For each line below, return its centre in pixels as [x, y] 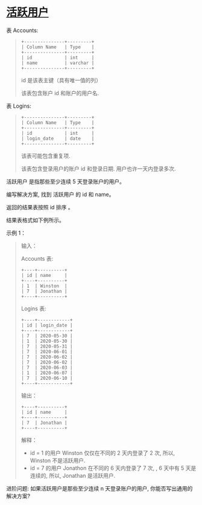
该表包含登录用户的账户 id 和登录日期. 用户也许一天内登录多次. [98, 168]
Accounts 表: [37, 258]
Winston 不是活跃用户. [58, 460]
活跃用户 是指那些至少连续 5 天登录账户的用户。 [66, 181]
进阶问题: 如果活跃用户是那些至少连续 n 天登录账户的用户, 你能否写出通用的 [99, 488]
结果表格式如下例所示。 [35, 220]
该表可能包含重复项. [46, 155]
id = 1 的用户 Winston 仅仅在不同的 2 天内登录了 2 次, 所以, [102, 453]
